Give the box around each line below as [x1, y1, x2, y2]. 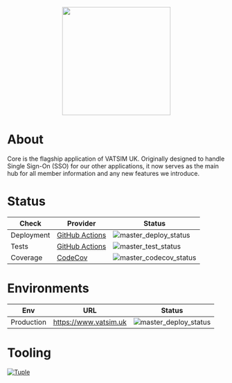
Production [10, 317, 47, 327]
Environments [7, 280, 90, 296]
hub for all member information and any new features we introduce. [7, 169, 199, 177]
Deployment [10, 230, 51, 240]
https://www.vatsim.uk [53, 317, 127, 327]
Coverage [10, 253, 43, 262]
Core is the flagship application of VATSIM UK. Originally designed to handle [7, 154, 225, 163]
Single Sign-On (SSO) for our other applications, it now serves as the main [7, 161, 220, 170]
